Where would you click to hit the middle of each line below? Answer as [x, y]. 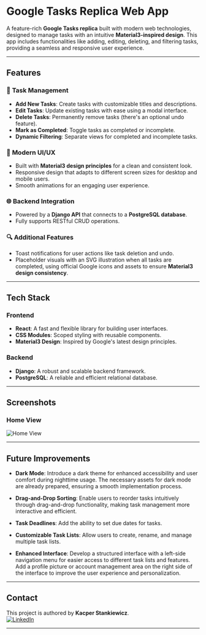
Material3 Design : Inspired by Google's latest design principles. [96, 341]
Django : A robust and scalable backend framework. [80, 371]
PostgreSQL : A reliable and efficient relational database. [86, 377]
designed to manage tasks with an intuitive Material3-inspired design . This [102, 34]
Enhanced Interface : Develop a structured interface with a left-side [100, 553]
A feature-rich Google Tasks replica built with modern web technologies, [99, 28]
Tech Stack [28, 298]
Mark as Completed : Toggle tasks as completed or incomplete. [95, 130]
